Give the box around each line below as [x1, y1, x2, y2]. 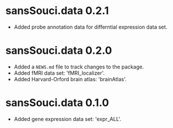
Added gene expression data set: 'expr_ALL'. [13, 115, 122, 122]
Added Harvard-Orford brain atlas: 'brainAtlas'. [13, 75, 127, 82]
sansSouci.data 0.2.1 [5, 4, 109, 18]
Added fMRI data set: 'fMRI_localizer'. [13, 69, 105, 77]
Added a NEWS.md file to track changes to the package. [13, 63, 144, 70]
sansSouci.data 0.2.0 [5, 44, 112, 57]
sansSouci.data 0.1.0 [5, 96, 109, 109]
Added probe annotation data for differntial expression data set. [13, 23, 168, 30]
